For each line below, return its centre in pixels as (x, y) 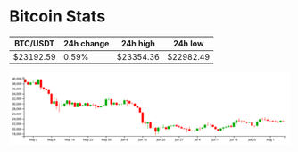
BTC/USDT (35, 44)
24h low (188, 44)
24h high (138, 44)
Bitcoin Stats (58, 17)
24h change (87, 44)
